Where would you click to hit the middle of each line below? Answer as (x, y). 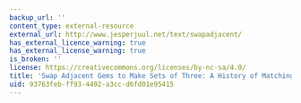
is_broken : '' (36, 59)
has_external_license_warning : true (77, 51)
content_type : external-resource (72, 26)
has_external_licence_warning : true (77, 43)
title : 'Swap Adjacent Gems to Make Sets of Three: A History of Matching (152, 76)
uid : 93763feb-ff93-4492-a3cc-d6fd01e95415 (92, 84)
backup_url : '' (38, 17)
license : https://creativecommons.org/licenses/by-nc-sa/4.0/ (128, 68)
